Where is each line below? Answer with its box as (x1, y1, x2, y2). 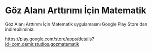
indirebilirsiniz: (5, 26, 35, 32)
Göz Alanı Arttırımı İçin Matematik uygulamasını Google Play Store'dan (5, 21, 148, 27)
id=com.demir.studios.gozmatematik (5, 41, 79, 47)
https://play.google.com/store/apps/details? (5, 36, 95, 42)
